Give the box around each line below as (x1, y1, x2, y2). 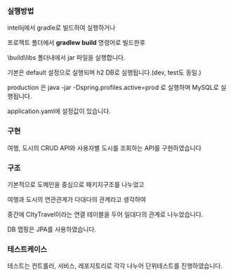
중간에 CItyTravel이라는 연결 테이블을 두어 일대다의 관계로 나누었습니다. (7, 210, 204, 219)
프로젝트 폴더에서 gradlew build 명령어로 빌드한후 (7, 39, 146, 47)
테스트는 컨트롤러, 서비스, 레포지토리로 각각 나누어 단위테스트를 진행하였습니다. (7, 262, 223, 270)
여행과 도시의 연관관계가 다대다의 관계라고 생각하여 (7, 195, 146, 203)
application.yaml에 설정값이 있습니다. (7, 107, 111, 115)
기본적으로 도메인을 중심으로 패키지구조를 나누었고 (7, 180, 145, 188)
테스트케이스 (7, 244, 48, 254)
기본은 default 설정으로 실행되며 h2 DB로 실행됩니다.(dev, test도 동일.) (7, 68, 201, 77)
